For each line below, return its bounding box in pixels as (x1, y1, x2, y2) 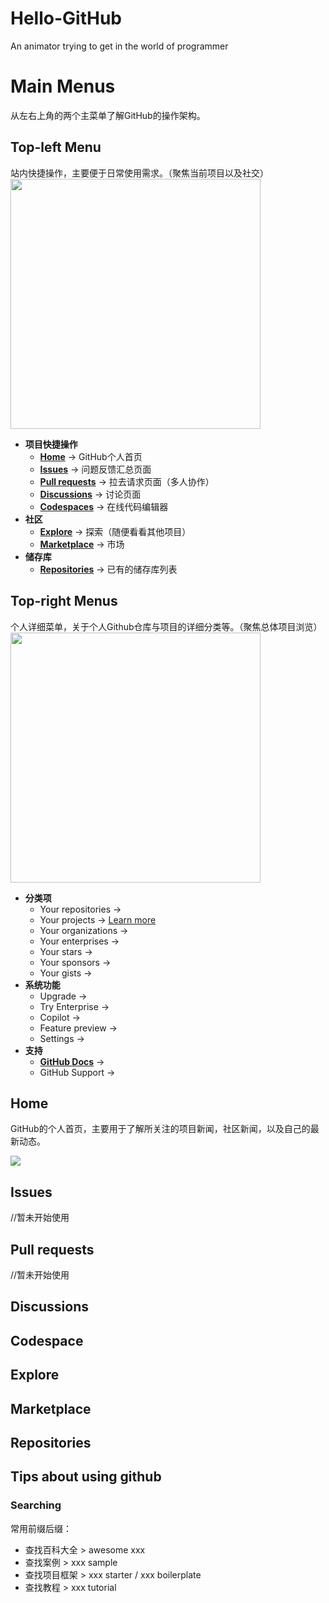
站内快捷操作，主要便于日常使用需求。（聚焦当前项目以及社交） (10, 167, 269, 179)
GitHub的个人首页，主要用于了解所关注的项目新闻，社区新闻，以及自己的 (10, 1123, 311, 1135)
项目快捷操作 (24, 438, 78, 450)
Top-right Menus (10, 593, 118, 610)
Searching (10, 1498, 62, 1512)
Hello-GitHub (10, 7, 122, 30)
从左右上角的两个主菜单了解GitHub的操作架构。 (10, 109, 206, 121)
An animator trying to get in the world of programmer (10, 40, 229, 52)
